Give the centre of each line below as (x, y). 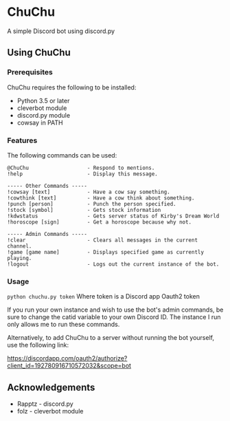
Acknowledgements (51, 387)
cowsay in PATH (40, 122)
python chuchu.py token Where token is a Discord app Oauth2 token (104, 296)
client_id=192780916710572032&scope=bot (69, 366)
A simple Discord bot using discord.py (61, 31)
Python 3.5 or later (43, 100)
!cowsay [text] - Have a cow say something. (89, 192)
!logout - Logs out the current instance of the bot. (113, 264)
